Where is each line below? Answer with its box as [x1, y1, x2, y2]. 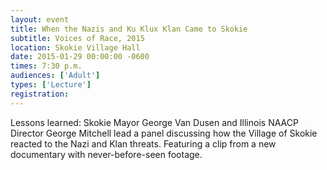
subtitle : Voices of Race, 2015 [10, 33, 145, 43]
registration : [10, 89, 70, 99]
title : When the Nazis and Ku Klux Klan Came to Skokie [10, 24, 248, 34]
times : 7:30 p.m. [10, 61, 83, 71]
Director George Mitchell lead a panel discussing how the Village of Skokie [10, 127, 318, 139]
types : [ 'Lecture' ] [10, 80, 92, 90]
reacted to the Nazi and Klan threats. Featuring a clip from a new [10, 137, 277, 150]
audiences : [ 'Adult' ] [10, 71, 101, 81]
